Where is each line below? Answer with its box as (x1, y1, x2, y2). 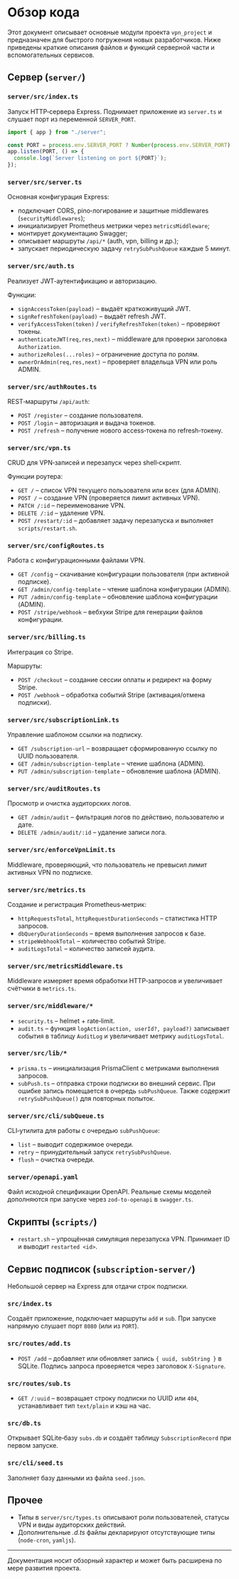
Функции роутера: (7, 472, 63, 481)
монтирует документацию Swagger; (17, 229, 128, 238)
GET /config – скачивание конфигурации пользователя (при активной (17, 570, 230, 579)
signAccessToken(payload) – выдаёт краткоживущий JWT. (17, 304, 191, 313)
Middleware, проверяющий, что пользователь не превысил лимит (7, 860, 208, 869)
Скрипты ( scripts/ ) (7, 1216, 97, 1228)
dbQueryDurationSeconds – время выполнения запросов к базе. (17, 929, 206, 938)
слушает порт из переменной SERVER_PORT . (7, 115, 137, 123)
